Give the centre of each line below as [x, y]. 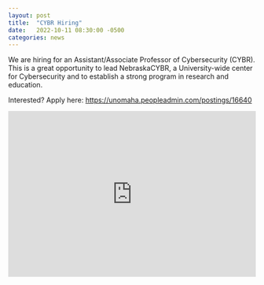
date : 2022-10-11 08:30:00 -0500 [66, 30]
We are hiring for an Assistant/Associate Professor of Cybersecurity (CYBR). [132, 60]
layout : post [29, 15]
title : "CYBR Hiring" [45, 23]
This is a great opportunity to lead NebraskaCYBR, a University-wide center [130, 68]
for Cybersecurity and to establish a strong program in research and [119, 76]
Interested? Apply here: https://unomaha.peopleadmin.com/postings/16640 [130, 100]
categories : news [37, 37]
